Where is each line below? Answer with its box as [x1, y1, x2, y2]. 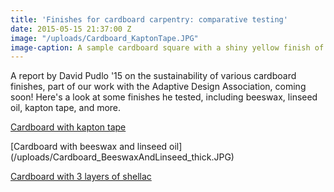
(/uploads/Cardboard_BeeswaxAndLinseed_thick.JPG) [10, 151, 235, 163]
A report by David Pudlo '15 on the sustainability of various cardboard [10, 70, 297, 82]
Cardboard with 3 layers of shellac [10, 171, 152, 183]
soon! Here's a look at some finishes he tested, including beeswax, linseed [10, 91, 318, 103]
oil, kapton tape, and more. [10, 102, 122, 114]
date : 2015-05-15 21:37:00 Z [10, 24, 132, 34]
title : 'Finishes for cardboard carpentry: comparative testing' [10, 14, 288, 25]
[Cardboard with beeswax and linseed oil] [10, 141, 183, 153]
